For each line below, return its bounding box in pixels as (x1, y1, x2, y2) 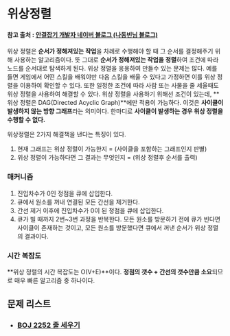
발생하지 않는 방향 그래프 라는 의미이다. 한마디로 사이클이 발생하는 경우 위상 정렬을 (7, 107, 223, 115)
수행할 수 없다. (7, 116, 46, 124)
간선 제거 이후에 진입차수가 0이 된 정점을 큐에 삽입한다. (16, 206, 164, 215)
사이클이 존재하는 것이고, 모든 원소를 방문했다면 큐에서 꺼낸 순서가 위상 (16, 224, 206, 232)
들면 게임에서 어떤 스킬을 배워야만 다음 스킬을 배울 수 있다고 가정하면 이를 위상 (7, 73, 216, 81)
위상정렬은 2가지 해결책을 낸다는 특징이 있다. (7, 130, 126, 139)
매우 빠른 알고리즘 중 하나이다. (14, 276, 95, 285)
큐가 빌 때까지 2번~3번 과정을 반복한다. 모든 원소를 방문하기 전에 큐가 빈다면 (16, 215, 221, 223)
